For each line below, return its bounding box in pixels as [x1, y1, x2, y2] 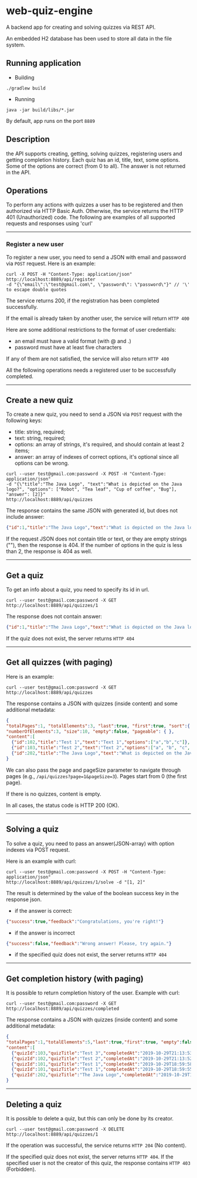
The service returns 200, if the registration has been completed [6, 297, 159, 304]
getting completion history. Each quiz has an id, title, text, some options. [6, 156, 180, 163]
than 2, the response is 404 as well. [6, 548, 93, 555]
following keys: [6, 417, 43, 424]
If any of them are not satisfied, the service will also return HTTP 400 [6, 355, 169, 362]
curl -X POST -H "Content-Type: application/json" [6, 271, 133, 277]
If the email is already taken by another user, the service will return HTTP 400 [6, 315, 189, 322]
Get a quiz [6, 570, 44, 580]
